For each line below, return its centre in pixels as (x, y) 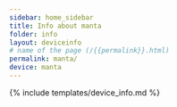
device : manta (36, 68)
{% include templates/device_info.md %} (85, 92)
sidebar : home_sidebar (51, 17)
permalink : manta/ (43, 59)
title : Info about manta (55, 26)
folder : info (34, 34)
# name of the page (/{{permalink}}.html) (89, 51)
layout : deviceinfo (46, 42)
